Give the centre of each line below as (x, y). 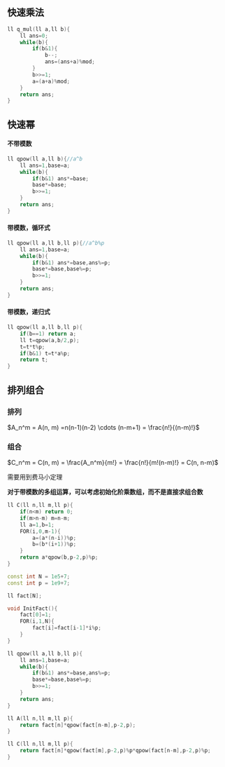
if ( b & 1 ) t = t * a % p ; (45, 353)
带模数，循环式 (29, 228)
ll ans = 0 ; (34, 36)
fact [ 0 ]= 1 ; (36, 615)
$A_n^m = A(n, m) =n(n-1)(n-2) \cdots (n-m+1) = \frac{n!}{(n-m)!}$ (103, 427)
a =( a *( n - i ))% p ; (55, 538)
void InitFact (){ (32, 609)
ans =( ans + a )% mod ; (70, 62)
